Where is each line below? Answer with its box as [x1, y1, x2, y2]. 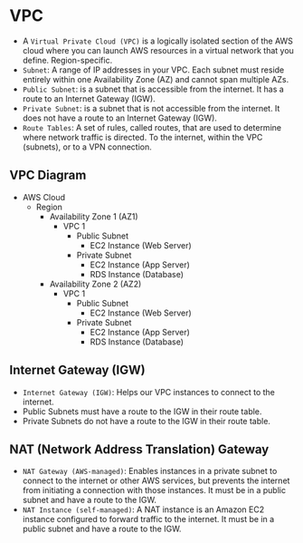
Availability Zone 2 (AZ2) [49, 278, 142, 289]
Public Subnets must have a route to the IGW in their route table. [22, 405, 262, 417]
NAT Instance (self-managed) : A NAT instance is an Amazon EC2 [22, 504, 265, 515]
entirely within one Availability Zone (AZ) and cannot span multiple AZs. [22, 73, 289, 84]
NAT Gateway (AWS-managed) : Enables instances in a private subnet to [22, 466, 278, 477]
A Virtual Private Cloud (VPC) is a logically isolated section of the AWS [22, 35, 294, 46]
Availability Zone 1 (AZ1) [49, 210, 138, 222]
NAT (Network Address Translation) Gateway [9, 441, 270, 457]
